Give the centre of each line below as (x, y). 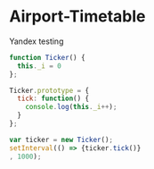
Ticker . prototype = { (49, 90)
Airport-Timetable (77, 17)
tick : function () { (53, 99)
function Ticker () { (48, 57)
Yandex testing (36, 41)
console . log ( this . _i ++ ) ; (71, 107)
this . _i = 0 (40, 66)
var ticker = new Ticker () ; (61, 139)
